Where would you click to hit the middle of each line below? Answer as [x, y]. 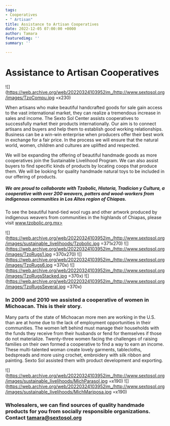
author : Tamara [21, 34]
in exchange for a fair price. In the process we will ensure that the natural [82, 140]
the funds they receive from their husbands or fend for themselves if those [83, 333]
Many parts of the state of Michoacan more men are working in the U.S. [80, 317]
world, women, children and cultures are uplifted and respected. [73, 145]
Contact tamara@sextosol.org [44, 417]
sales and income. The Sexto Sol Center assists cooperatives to [72, 118]
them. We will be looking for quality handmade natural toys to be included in [85, 171]
